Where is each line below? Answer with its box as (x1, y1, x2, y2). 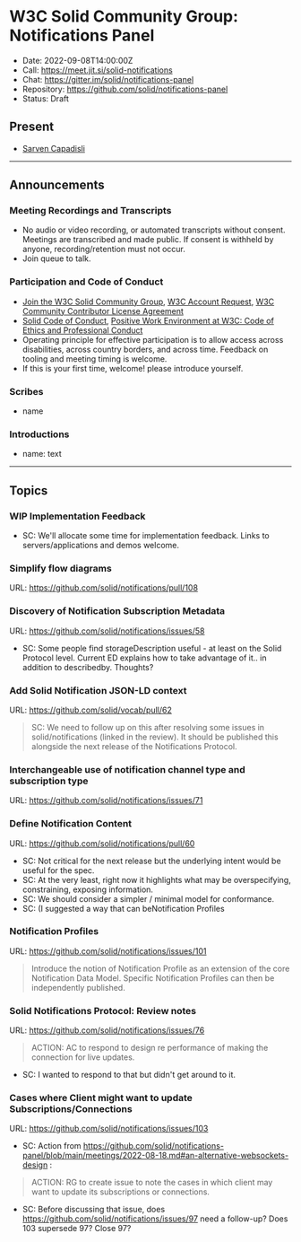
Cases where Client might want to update (9, 1092, 193, 1105)
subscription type (9, 774, 89, 787)
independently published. (30, 982, 125, 993)
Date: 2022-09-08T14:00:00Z (21, 55, 133, 66)
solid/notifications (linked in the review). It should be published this (30, 731, 279, 742)
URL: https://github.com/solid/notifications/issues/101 (9, 945, 207, 957)
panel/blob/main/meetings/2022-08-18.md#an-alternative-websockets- (21, 1150, 289, 1161)
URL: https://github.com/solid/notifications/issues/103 (9, 1124, 209, 1134)
